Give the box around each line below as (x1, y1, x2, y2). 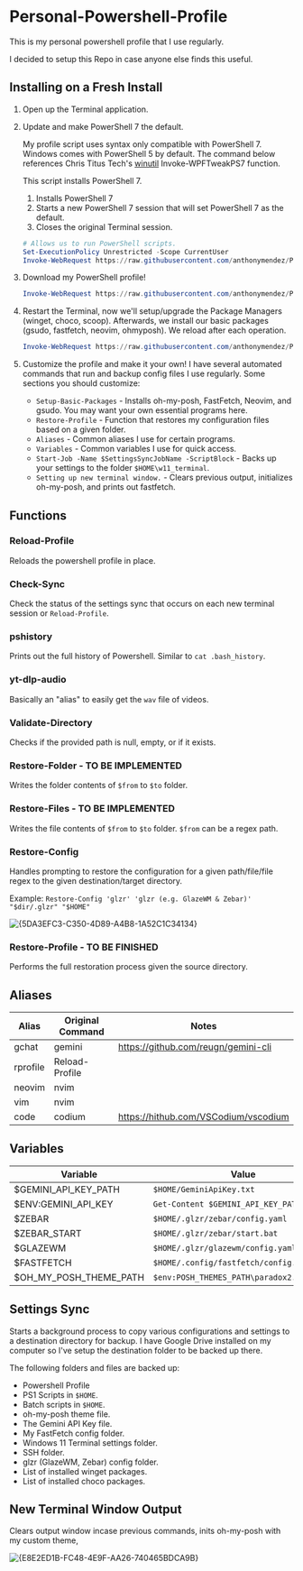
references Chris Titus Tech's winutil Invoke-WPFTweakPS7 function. (22, 158, 281, 169)
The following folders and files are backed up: (9, 1362, 180, 1373)
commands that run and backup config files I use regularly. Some (22, 368, 266, 380)
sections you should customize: (22, 378, 141, 389)
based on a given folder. (35, 424, 126, 435)
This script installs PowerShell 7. (22, 175, 142, 186)
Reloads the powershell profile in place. (9, 555, 156, 565)
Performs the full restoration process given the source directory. (9, 961, 248, 972)
